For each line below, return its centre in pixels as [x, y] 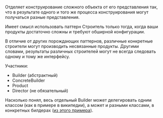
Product [20, 86]
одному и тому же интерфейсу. [38, 57]
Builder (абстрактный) [35, 75]
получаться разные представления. [42, 17]
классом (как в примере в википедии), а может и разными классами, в [80, 105]
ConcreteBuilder [28, 80]
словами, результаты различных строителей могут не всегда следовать [81, 51]
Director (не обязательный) [40, 91]
